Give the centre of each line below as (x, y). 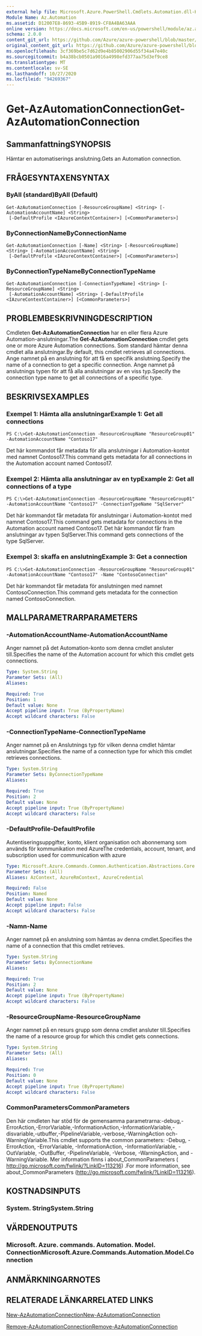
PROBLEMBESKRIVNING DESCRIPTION (79, 318)
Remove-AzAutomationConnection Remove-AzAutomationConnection (92, 1326)
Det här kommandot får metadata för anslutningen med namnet (84, 586)
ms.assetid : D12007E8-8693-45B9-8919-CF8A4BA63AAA (71, 23)
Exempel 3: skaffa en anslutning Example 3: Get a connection (97, 557)
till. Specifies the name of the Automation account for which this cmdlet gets (100, 654)
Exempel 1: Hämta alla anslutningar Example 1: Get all (85, 414)
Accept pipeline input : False (44, 905)
